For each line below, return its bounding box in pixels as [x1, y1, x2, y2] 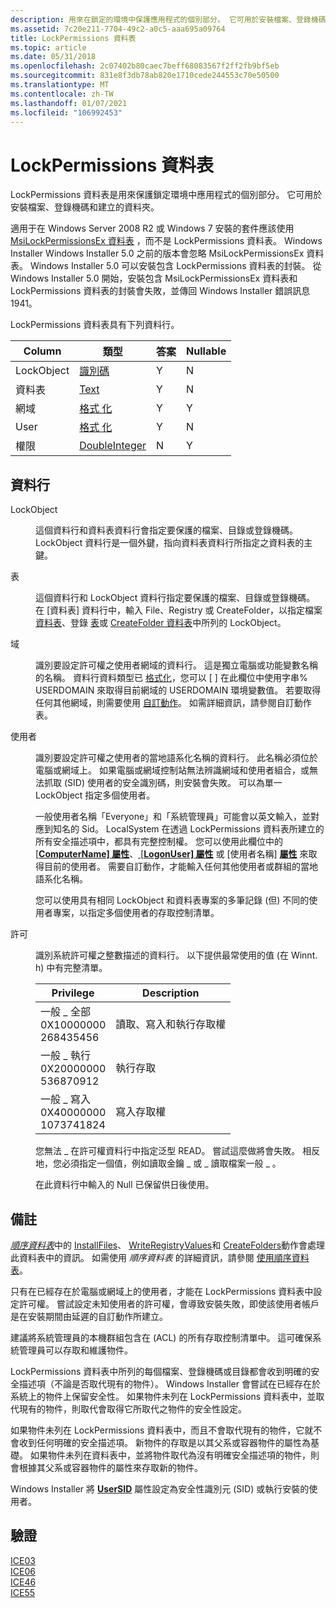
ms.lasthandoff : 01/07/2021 [10, 98, 128, 108]
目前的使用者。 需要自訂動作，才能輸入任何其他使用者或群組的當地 [43, 861, 318, 873]
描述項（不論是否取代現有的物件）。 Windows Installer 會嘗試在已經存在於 [18, 1377, 321, 1390]
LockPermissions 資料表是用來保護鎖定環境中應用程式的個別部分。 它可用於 [10, 189, 323, 201]
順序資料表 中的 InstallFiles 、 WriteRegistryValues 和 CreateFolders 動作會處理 [10, 1239, 326, 1251]
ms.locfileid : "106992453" [10, 107, 123, 118]
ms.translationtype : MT [10, 80, 110, 90]
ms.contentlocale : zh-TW [10, 89, 114, 99]
